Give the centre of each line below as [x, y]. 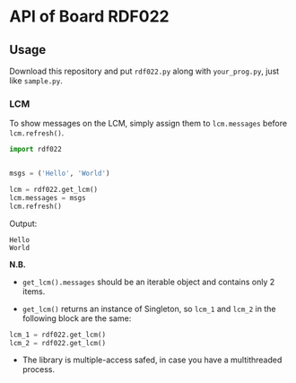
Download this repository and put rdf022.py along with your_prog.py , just [144, 71]
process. [39, 370]
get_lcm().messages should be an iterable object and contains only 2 [148, 282]
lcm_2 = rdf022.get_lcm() [57, 343]
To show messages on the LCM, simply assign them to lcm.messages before [148, 124]
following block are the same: [77, 318]
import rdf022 [36, 150]
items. [34, 291]
